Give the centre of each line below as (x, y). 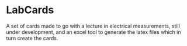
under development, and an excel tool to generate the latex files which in (93, 32)
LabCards (30, 10)
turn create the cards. (32, 38)
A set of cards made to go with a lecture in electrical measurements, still (93, 26)
